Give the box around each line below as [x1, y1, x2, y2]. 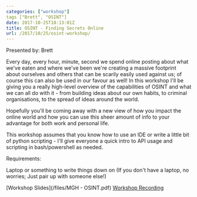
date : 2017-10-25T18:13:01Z [6, 19, 75, 25]
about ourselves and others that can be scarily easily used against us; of [6, 71, 182, 78]
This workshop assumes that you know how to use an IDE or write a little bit [6, 131, 189, 139]
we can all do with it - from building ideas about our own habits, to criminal [6, 90, 187, 97]
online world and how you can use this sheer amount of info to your [6, 113, 170, 121]
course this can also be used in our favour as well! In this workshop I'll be [6, 77, 184, 84]
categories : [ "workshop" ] [6, 8, 69, 15]
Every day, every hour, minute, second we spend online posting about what [6, 58, 189, 65]
